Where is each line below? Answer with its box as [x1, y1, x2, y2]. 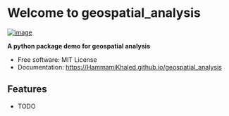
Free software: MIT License [17, 55, 97, 64]
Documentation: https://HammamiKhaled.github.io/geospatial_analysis [17, 63, 222, 71]
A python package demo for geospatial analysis [7, 41, 150, 50]
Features [7, 83, 47, 96]
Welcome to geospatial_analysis [7, 5, 201, 21]
